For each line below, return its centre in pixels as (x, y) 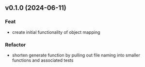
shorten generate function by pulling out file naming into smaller (76, 55)
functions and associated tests (43, 60)
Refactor (16, 44)
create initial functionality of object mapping (56, 32)
